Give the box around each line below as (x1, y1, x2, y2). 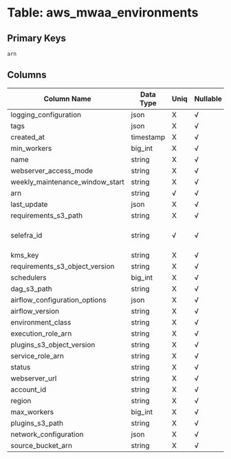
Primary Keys (7, 32, 67, 44)
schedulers (10, 272, 47, 282)
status (10, 362, 31, 371)
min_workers (10, 143, 52, 153)
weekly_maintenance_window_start (10, 177, 125, 187)
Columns (7, 69, 47, 81)
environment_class (10, 317, 71, 327)
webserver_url (10, 374, 57, 383)
